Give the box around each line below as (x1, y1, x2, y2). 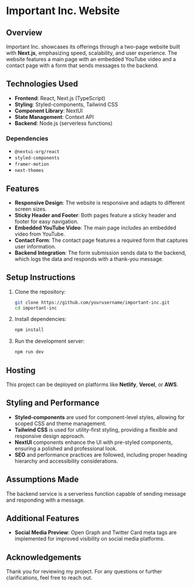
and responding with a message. (6, 496, 85, 503)
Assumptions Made (6, 475, 79, 485)
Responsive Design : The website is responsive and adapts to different (14, 199, 185, 206)
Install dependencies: (14, 316, 67, 323)
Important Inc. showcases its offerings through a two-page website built (6, 43, 181, 50)
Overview (6, 28, 43, 38)
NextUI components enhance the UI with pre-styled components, (14, 439, 173, 446)
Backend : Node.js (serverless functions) (14, 120, 113, 127)
